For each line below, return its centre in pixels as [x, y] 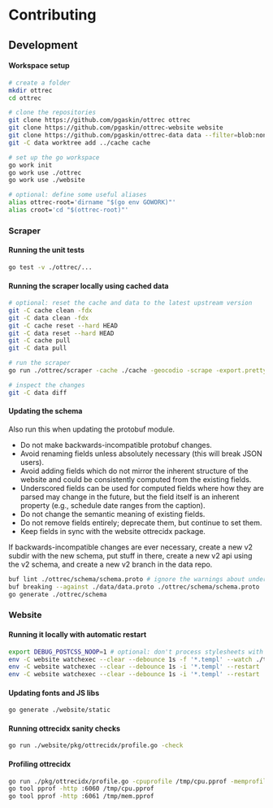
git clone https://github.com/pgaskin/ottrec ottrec [100, 120]
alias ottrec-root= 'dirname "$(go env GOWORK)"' [92, 202]
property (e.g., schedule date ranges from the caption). [113, 505]
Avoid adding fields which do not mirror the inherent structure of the [134, 471]
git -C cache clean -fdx [50, 311]
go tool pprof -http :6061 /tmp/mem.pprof [81, 797]
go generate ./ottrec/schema [58, 594]
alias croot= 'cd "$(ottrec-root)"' [69, 210]
